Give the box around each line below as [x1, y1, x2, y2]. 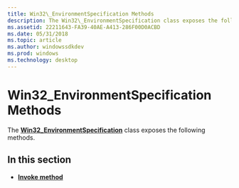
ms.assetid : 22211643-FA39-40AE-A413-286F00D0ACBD [7, 23, 161, 31]
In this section [7, 154, 72, 166]
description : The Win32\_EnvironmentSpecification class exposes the [7, 17, 218, 24]
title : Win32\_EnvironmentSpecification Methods [7, 10, 154, 18]
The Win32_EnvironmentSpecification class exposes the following [7, 126, 206, 134]
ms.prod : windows [7, 50, 59, 57]
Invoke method [17, 172, 63, 181]
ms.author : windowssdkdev [7, 43, 84, 50]
